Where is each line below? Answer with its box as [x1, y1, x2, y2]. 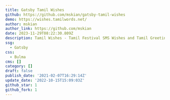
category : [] [5, 64, 33, 69]
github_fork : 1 [5, 87, 37, 92]
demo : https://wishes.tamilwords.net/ [5, 17, 87, 22]
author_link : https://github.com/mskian [5, 26, 92, 31]
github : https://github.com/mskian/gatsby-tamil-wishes [5, 12, 125, 17]
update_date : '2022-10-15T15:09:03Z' [5, 78, 85, 83]
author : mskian [5, 21, 37, 27]
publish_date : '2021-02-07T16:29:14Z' [5, 73, 87, 78]
